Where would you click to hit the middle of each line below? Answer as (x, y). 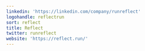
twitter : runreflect (32, 33)
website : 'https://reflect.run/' (47, 39)
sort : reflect (24, 22)
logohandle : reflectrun (35, 17)
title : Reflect (25, 28)
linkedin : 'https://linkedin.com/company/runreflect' (74, 11)
